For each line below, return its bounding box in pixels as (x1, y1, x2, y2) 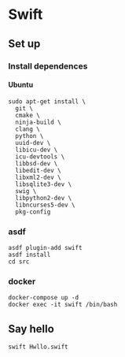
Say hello (8, 322, 55, 336)
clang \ (15, 125, 41, 133)
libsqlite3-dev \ (15, 180, 72, 188)
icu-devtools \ (15, 152, 65, 161)
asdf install (8, 251, 51, 258)
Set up (8, 37, 41, 50)
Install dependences (8, 61, 88, 72)
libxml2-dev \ (15, 173, 61, 181)
